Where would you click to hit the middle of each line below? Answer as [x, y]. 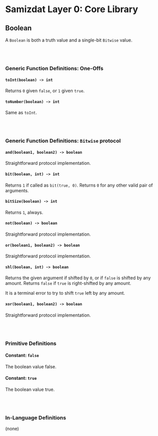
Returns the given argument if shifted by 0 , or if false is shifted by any [78, 278]
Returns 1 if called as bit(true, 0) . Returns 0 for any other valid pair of [79, 185]
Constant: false [22, 356]
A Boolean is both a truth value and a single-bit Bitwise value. [69, 40]
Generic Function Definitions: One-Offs [54, 68]
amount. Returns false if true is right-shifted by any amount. [68, 283]
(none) [12, 429]
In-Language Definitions [36, 417]
